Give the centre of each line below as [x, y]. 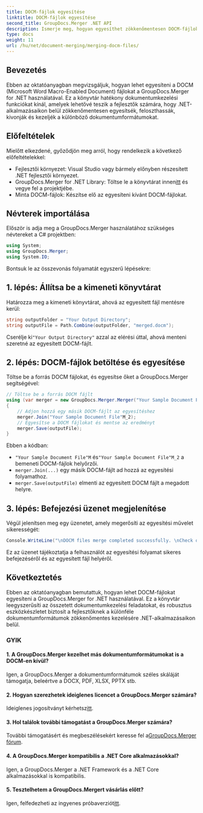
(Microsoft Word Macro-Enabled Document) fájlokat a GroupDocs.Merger [98, 91]
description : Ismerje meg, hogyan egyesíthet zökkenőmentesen [86, 29]
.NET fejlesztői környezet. [47, 175]
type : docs [20, 35]
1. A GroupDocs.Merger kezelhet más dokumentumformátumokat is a [95, 654]
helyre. [24, 489]
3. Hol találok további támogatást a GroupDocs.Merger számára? [89, 722]
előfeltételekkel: [26, 157]
